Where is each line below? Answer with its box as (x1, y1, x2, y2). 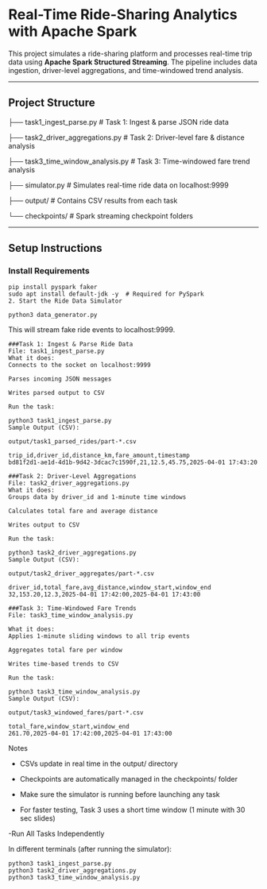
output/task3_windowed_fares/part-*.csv (8, 709, 145, 717)
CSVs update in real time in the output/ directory (19, 759, 179, 768)
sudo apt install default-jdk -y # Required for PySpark (8, 290, 204, 299)
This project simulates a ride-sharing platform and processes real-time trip (8, 48, 253, 58)
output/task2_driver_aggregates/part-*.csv (8, 570, 155, 578)
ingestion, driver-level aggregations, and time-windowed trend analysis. (8, 65, 244, 75)
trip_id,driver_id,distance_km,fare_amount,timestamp (8, 451, 191, 460)
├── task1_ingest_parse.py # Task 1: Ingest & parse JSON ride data (8, 117, 229, 126)
